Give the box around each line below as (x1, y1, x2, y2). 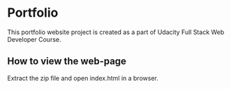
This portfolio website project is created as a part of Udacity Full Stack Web (7, 28, 225, 36)
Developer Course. (7, 35, 61, 43)
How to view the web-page (7, 56, 127, 67)
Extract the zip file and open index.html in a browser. (7, 74, 158, 82)
